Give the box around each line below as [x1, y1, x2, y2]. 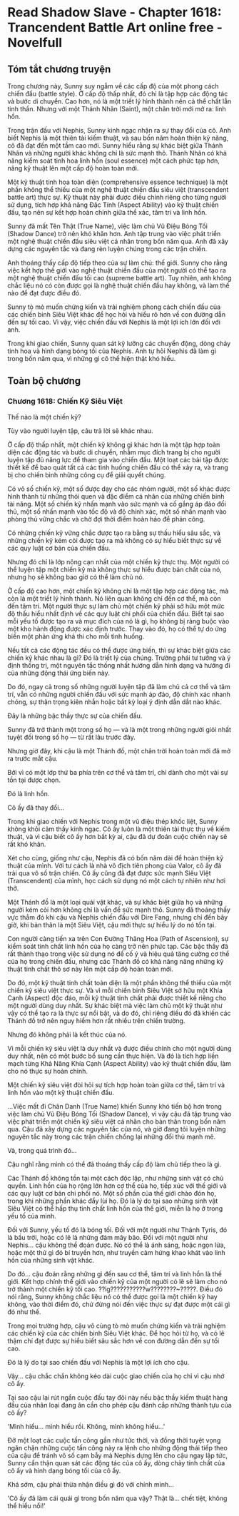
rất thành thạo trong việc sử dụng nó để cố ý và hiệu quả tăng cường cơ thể [7, 950, 230, 958]
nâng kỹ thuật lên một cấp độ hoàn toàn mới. [7, 164, 139, 172]
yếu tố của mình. [7, 1211, 57, 1220]
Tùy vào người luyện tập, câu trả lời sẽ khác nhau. [7, 426, 153, 435]
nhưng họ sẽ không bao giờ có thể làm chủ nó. [7, 572, 145, 581]
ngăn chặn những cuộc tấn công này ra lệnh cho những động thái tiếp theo [7, 1443, 228, 1452]
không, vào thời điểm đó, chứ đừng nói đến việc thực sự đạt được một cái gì [7, 1300, 230, 1308]
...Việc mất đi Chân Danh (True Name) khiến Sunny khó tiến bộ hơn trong [7, 1102, 223, 1110]
